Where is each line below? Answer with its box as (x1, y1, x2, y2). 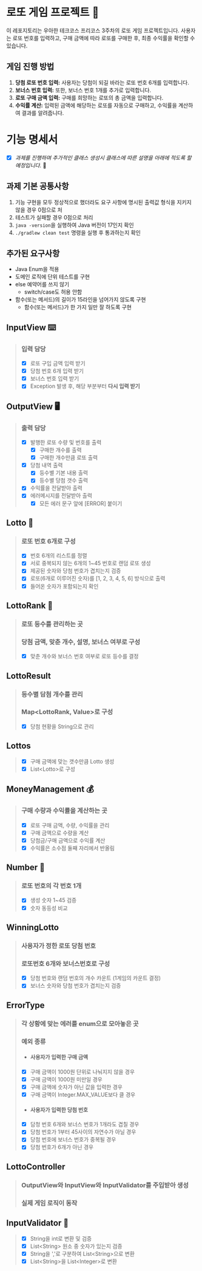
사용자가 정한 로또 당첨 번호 (21, 942, 96, 950)
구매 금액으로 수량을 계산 (30, 829, 89, 836)
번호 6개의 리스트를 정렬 (30, 552, 87, 559)
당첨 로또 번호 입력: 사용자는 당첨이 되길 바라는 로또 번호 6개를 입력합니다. (15, 78, 189, 86)
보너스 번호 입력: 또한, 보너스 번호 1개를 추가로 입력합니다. (15, 86, 152, 94)
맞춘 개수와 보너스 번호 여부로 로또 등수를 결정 (30, 653, 139, 660)
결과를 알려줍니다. (21, 109, 64, 116)
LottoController (6, 1162, 66, 1172)
